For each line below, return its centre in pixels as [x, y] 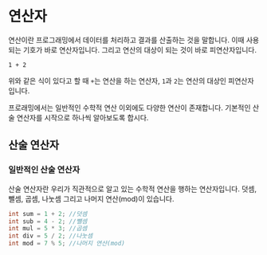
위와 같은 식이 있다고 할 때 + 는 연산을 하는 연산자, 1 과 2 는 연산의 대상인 [118, 80]
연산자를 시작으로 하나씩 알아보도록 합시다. [82, 117]
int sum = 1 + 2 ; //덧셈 [48, 214]
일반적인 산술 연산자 [44, 170]
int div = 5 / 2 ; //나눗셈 [51, 236]
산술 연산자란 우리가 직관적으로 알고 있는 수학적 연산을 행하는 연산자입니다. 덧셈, [133, 189]
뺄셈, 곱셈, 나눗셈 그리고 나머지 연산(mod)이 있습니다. [91, 198]
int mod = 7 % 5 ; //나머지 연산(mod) [67, 244]
